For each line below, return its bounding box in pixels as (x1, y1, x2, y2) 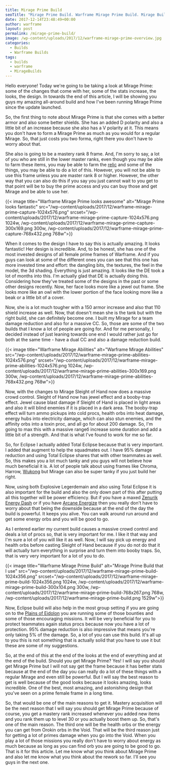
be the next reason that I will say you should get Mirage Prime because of (5, 706, 159, 711)
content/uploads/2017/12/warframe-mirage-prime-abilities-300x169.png (5, 368, 156, 374)
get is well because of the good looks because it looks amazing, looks (5, 679, 151, 685)
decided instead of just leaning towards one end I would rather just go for (5, 331, 158, 337)
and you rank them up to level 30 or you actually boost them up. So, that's (5, 716, 160, 722)
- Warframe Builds (10, 50, 49, 55)
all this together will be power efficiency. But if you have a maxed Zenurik (5, 495, 158, 500)
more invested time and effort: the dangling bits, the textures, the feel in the (5, 262, 163, 268)
